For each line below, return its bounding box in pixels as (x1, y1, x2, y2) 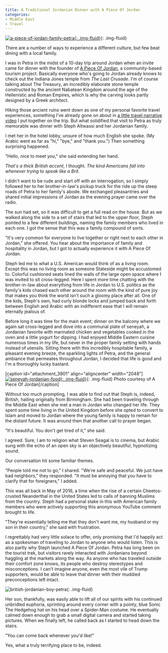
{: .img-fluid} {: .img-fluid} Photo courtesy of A (60, 376, 155, 382)
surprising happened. (5, 144, 50, 150)
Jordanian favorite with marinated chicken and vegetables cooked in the (5, 329, 154, 335)
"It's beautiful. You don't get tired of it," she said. (5, 427, 106, 433)
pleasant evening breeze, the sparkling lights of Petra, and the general (5, 350, 150, 357)
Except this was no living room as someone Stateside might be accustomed (5, 266, 161, 272)
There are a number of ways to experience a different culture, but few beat (5, 45, 160, 51)
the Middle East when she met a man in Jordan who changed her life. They (5, 402, 160, 408)
